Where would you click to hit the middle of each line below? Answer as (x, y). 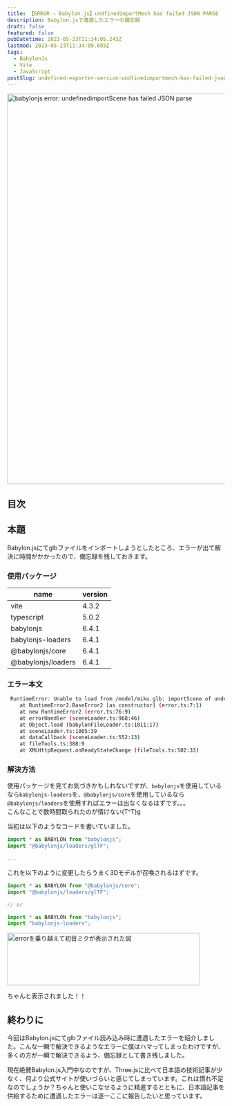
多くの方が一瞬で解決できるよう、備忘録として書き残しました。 (98, 1055)
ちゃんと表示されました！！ (47, 996)
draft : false (26, 26)
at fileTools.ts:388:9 (52, 744)
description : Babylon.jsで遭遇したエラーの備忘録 (74, 20)
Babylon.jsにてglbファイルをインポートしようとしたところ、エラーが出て (111, 547)
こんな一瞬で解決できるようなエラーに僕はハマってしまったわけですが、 (122, 1046)
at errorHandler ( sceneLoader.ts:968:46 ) (80, 718)
